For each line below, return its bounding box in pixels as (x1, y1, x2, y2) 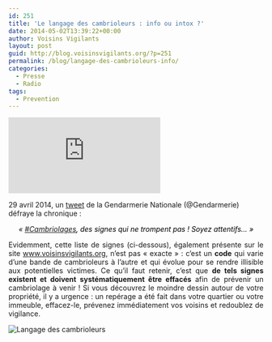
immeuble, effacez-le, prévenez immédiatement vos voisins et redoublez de (8, 301, 264, 310)
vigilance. (8, 309, 40, 318)
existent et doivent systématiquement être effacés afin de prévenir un (8, 275, 264, 284)
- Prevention (15, 95, 60, 103)
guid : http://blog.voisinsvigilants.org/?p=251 (8, 49, 172, 58)
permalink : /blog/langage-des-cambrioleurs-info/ (8, 58, 180, 66)
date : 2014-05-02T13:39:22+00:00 (8, 27, 121, 35)
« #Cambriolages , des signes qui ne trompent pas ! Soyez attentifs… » (18, 224, 254, 234)
